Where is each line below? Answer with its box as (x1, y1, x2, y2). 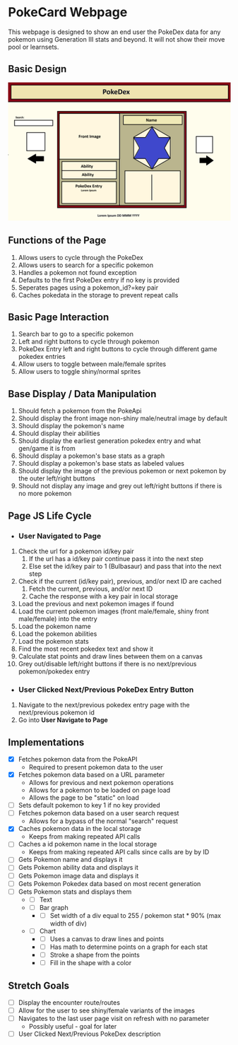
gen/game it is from (18, 444, 76, 453)
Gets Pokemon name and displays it (18, 856, 123, 864)
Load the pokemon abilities (18, 630, 97, 638)
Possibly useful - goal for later (28, 1022, 117, 1031)
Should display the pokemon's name (18, 422, 124, 430)
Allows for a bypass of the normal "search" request (28, 817, 179, 825)
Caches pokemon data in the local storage (18, 825, 142, 833)
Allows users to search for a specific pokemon (18, 261, 154, 269)
